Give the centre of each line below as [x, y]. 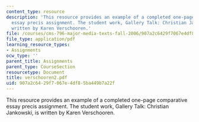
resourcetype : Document [36, 72]
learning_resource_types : [38, 45]
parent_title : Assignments [39, 61]
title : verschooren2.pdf [37, 78]
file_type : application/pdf [41, 39]
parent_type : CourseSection [41, 67]
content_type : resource [36, 12]
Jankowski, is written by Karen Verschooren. [61, 113]
